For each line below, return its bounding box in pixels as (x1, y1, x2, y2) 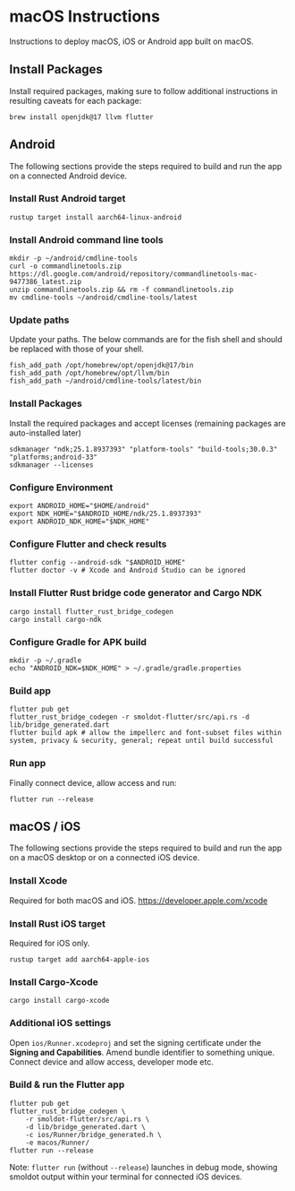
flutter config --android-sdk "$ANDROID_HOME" (9, 558, 186, 567)
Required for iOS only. (9, 937, 90, 948)
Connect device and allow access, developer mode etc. (9, 1056, 215, 1067)
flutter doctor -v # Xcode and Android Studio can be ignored (9, 566, 246, 575)
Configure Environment (9, 481, 114, 494)
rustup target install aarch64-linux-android (9, 212, 181, 221)
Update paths (9, 314, 70, 326)
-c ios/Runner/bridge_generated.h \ (25, 1130, 163, 1139)
